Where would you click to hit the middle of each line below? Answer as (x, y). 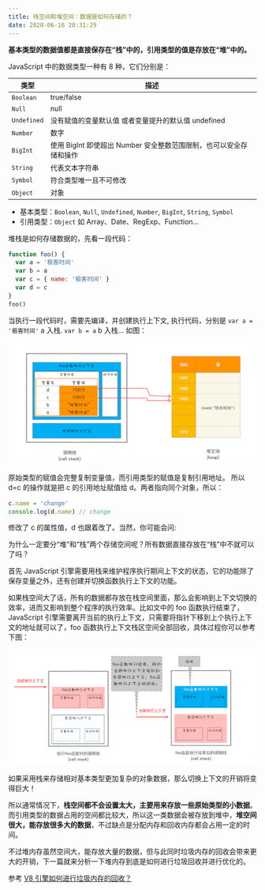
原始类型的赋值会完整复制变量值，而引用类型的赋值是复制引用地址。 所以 (127, 477)
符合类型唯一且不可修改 (88, 180)
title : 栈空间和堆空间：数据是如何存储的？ (71, 17)
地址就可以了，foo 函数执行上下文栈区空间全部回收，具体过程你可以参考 (139, 628)
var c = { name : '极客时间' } (63, 279)
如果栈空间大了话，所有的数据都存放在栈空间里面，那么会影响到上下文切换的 (132, 598)
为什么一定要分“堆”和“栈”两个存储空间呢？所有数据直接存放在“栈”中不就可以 (131, 545)
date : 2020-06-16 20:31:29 (52, 25)
